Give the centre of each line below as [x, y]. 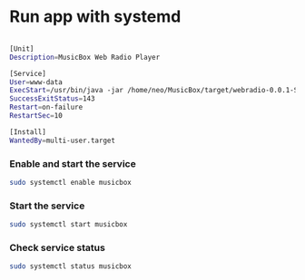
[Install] [28, 132]
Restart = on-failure [46, 107]
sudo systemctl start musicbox [69, 225]
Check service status [58, 247]
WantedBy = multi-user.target [63, 140]
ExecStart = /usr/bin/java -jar [67, 91]
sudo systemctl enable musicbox [70, 182]
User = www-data [36, 82]
